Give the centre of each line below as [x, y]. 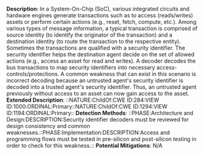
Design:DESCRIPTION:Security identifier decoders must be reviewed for [98, 119]
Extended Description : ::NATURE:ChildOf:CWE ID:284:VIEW [83, 100]
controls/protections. [33, 74]
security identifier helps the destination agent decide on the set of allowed [100, 54]
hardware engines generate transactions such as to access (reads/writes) [100, 15]
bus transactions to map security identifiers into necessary [81, 67]
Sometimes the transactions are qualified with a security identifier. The [96, 48]
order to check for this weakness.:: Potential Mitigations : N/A [84, 146]
